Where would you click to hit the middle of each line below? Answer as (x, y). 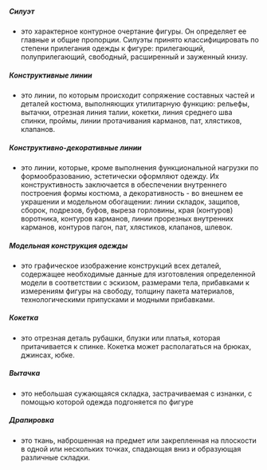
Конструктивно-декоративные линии (75, 147)
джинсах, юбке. (47, 355)
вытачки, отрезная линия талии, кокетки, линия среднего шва (126, 112)
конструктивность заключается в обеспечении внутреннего (124, 185)
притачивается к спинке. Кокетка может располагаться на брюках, (136, 346)
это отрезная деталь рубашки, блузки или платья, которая (120, 338)
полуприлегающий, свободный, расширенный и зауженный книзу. (134, 57)
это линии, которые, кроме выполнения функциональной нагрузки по (139, 167)
